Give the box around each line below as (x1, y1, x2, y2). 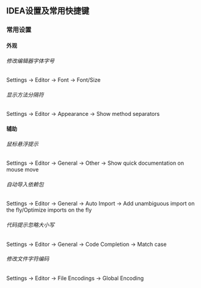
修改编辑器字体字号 (6, 57, 55, 64)
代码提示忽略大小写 (6, 221, 55, 228)
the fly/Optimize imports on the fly (6, 206, 93, 214)
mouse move (6, 166, 39, 173)
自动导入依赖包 (6, 181, 44, 188)
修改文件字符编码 (6, 255, 49, 262)
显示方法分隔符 (6, 91, 44, 98)
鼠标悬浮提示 (6, 140, 38, 148)
